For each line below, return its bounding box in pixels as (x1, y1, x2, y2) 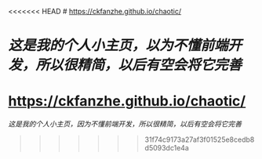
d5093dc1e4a (144, 143, 190, 153)
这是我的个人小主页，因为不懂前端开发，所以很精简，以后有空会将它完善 (8, 119, 242, 128)
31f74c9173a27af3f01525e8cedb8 (144, 135, 255, 144)
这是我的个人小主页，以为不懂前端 (8, 37, 229, 54)
